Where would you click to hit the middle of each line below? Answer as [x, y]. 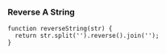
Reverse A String [41, 12]
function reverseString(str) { [60, 29]
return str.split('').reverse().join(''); [87, 36]
